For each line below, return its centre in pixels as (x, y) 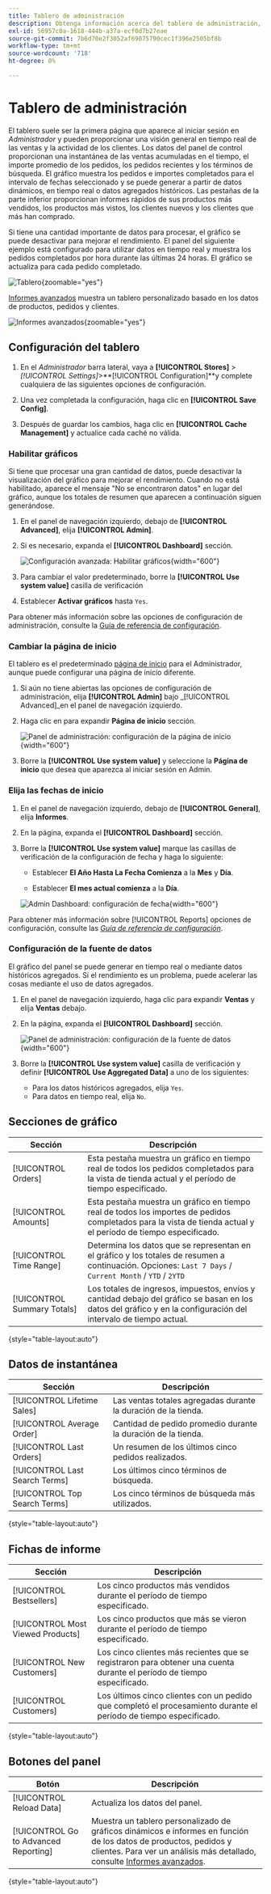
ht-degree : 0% (32, 61)
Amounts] (31, 1222)
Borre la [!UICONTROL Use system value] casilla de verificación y (130, 1063)
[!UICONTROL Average (56, 1424)
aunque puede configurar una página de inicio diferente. (102, 673)
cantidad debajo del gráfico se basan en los (170, 1299)
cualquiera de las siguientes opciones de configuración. (113, 384)
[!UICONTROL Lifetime (55, 1401)
